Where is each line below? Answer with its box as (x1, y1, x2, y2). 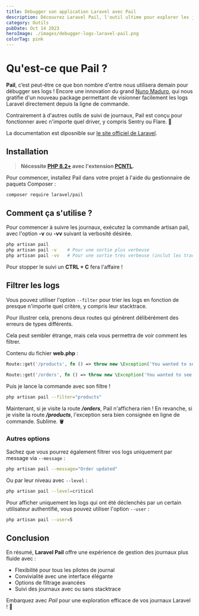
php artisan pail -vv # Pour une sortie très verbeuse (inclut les (6, 253, 182, 258)
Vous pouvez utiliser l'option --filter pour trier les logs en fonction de (6, 296, 179, 303)
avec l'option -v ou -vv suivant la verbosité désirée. (6, 230, 133, 237)
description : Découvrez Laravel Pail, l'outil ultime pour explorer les (6, 14, 190, 20)
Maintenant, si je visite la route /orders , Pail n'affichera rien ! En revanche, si (6, 404, 192, 412)
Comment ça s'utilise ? (6, 208, 93, 218)
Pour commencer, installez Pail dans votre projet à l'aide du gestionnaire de (6, 174, 191, 181)
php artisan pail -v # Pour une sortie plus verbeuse (6, 247, 150, 253)
